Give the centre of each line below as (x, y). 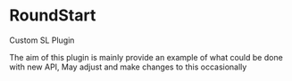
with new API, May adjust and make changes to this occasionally (128, 67)
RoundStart (53, 16)
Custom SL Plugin (42, 40)
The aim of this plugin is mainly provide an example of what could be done (146, 57)
